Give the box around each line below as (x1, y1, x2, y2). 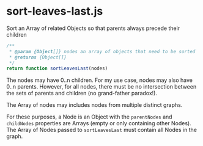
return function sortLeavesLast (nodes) (6, 65, 108, 71)
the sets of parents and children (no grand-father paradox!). (6, 90, 158, 97)
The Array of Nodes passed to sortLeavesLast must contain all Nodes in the (6, 126, 197, 134)
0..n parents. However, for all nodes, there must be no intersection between (6, 83, 197, 90)
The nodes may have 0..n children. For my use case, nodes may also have (6, 76, 193, 84)
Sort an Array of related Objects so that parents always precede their (6, 24, 180, 32)
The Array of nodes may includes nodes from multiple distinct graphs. (6, 101, 183, 109)
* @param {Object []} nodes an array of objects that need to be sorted (9, 48, 196, 54)
